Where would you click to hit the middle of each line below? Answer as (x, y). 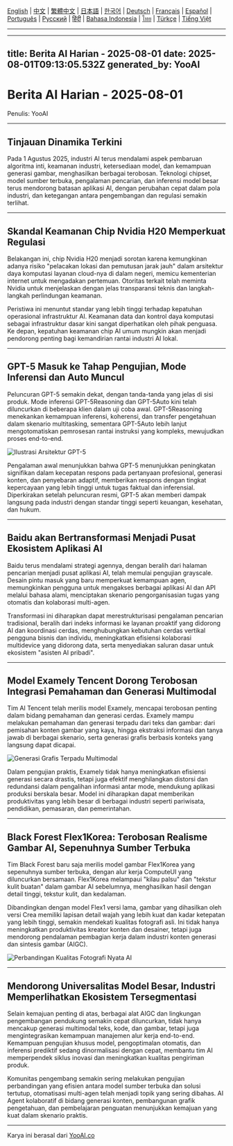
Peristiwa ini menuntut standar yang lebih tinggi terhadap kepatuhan (105, 309)
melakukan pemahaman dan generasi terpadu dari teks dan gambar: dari (111, 723)
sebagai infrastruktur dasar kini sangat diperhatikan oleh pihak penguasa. (112, 323)
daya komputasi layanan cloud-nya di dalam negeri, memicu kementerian (112, 273)
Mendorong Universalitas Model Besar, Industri (111, 986)
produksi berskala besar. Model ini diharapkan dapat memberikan (101, 794)
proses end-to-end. (35, 438)
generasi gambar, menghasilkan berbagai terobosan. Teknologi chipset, (110, 173)
